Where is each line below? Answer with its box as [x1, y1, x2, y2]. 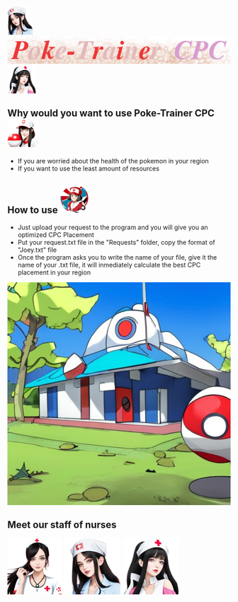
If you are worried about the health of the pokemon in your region [17, 156, 209, 165]
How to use [7, 204, 58, 216]
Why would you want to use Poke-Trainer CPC [7, 108, 215, 120]
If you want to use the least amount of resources [17, 164, 159, 173]
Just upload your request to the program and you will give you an [17, 223, 208, 231]
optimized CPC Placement [17, 230, 94, 239]
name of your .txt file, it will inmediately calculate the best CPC [17, 260, 201, 269]
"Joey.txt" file [17, 245, 57, 254]
